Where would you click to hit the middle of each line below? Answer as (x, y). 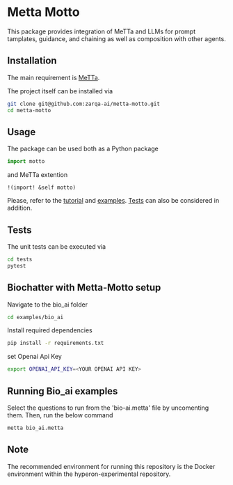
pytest (17, 265)
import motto (26, 162)
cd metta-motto (29, 110)
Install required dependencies (50, 330)
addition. (20, 208)
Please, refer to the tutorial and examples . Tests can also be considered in (113, 201)
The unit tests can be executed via (57, 247)
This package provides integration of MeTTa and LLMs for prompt (102, 31)
